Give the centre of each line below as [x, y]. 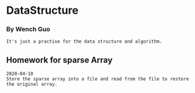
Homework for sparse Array [59, 60]
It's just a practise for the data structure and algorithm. [84, 42]
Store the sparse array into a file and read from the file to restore [97, 79]
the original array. [32, 85]
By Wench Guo [28, 29]
